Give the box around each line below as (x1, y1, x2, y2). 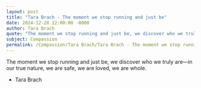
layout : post (6, 8, 39, 15)
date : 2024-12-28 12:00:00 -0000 (6, 20, 90, 26)
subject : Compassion (6, 36, 58, 42)
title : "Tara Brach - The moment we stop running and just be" (6, 14, 167, 20)
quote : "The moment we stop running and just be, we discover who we (6, 31, 184, 37)
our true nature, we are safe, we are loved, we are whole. (6, 64, 147, 71)
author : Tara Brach (6, 25, 55, 32)
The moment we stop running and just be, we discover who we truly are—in (6, 58, 193, 65)
